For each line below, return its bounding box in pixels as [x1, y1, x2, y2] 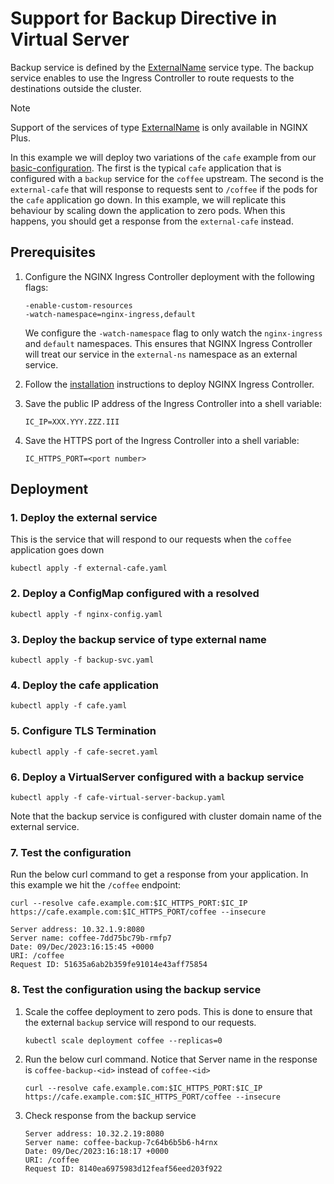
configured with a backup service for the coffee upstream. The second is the [10, 172, 324, 184]
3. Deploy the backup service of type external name [10, 632, 267, 646]
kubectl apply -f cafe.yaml [10, 701, 128, 711]
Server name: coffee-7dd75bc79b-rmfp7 [10, 933, 172, 944]
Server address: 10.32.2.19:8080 [24, 1128, 165, 1139]
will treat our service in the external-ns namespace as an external [24, 348, 298, 360]
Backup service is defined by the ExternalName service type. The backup [10, 61, 314, 73]
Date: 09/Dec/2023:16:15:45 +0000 [10, 942, 155, 952]
